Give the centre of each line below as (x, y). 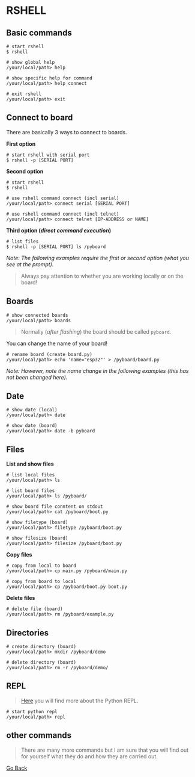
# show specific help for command (49, 78)
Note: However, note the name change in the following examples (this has (97, 370)
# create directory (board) (41, 647)
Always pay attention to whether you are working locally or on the (102, 276)
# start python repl (32, 711)
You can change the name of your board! (57, 343)
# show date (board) (32, 426)
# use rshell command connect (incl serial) (63, 198)
